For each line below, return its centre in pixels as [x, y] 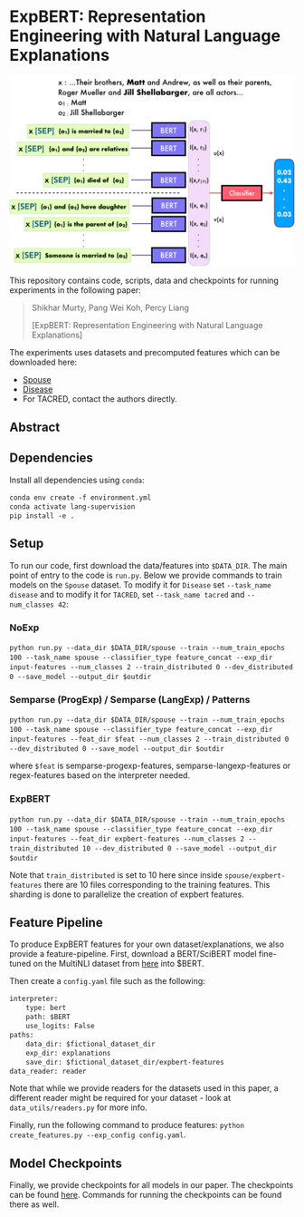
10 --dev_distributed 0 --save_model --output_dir [180, 848]
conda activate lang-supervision [72, 506]
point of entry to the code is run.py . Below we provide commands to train [146, 575]
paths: [22, 1036]
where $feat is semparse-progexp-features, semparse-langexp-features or [150, 766]
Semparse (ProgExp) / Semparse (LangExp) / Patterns [130, 699]
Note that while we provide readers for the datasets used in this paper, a [144, 1088]
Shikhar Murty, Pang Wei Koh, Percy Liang [110, 307]
